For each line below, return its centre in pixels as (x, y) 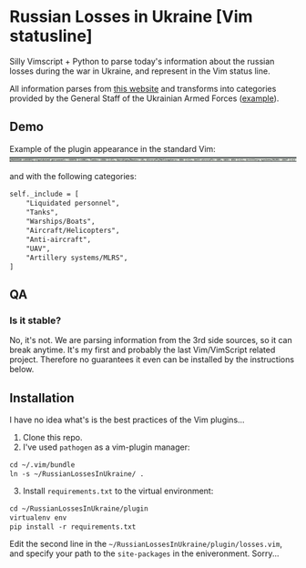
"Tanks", (42, 212)
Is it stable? (36, 320)
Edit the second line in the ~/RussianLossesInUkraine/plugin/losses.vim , (146, 544)
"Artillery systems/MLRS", (77, 258)
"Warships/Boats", (61, 221)
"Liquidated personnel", (73, 203)
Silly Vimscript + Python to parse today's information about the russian (142, 61)
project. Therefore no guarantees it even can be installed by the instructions (152, 360)
